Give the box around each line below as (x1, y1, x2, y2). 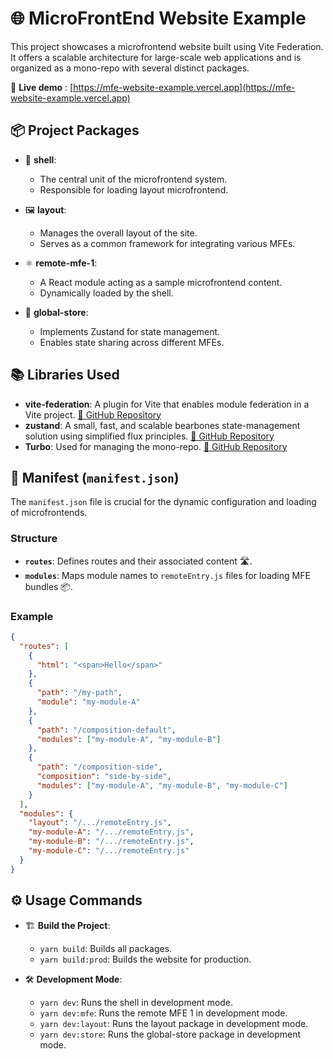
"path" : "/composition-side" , (36, 762, 163, 772)
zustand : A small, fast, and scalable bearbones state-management (24, 419, 301, 431)
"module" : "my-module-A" (36, 697, 141, 707)
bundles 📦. (24, 580, 73, 592)
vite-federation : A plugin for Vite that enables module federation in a (24, 398, 310, 410)
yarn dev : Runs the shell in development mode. (39, 996, 234, 1008)
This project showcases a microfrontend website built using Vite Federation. (10, 40, 324, 52)
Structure (10, 532, 58, 546)
